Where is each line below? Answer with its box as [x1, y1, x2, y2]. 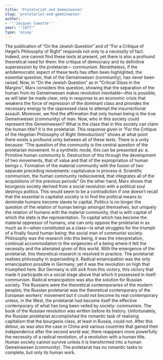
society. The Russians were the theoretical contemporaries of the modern [5, 282, 153, 288]
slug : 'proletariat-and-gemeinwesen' [5, 12, 82, 17]
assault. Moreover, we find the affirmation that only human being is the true [5, 111, 156, 116]
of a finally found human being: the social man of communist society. [5, 230, 144, 236]
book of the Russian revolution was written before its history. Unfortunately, [5, 308, 157, 314]
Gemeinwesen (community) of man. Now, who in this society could [5, 116, 140, 122]
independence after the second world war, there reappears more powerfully [5, 329, 158, 335]
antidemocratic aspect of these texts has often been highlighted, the [5, 69, 142, 75]
